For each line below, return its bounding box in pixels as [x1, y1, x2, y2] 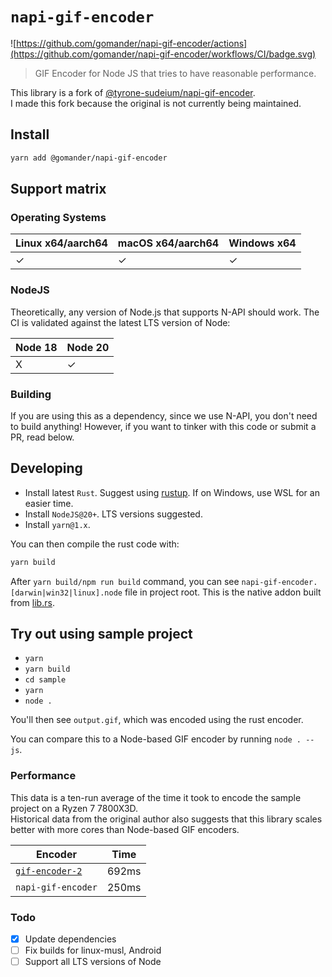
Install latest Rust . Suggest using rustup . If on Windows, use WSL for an [24, 486, 320, 498]
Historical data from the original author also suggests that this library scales [10, 813, 323, 825]
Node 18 [15, 340, 58, 354]
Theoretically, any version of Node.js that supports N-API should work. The [10, 306, 320, 318]
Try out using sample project [10, 625, 193, 642]
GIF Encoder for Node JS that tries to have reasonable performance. [34, 67, 317, 79]
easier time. [24, 497, 74, 509]
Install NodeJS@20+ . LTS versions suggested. [24, 508, 203, 520]
